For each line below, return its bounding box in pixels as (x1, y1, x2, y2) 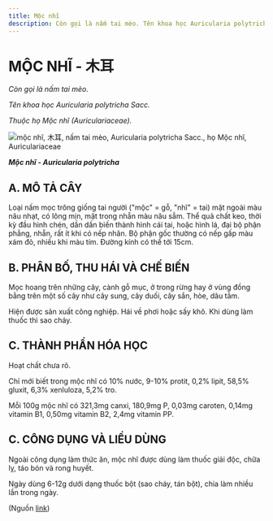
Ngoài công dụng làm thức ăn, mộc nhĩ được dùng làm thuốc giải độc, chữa (8, 454, 261, 464)
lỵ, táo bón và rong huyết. (8, 462, 94, 472)
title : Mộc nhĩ (8, 11, 60, 20)
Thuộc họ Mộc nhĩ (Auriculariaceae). (8, 115, 132, 126)
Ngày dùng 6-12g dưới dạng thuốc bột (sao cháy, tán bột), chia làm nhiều (8, 479, 253, 488)
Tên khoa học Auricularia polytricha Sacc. (8, 100, 150, 110)
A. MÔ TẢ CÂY (8, 180, 83, 195)
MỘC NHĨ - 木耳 (8, 57, 115, 76)
